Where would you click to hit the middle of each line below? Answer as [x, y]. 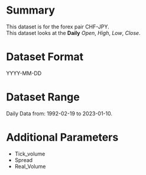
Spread [24, 160]
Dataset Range [43, 97]
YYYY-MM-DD [24, 73]
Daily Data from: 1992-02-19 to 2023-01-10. [59, 114]
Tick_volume [30, 154]
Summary [30, 10]
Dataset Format [45, 57]
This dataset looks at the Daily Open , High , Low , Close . [73, 33]
